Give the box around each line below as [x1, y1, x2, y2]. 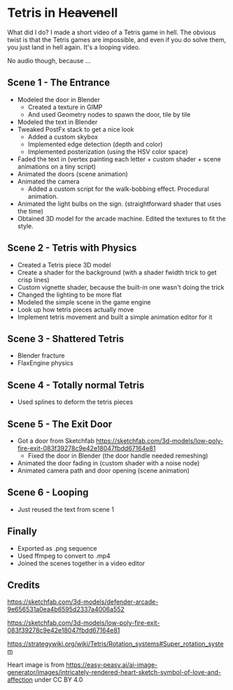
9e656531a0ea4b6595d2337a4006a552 [7, 605, 125, 614]
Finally [7, 526, 37, 537]
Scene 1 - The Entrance [7, 77, 111, 89]
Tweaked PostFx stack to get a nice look [17, 125, 134, 134]
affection [7, 675, 34, 684]
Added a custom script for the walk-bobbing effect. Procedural [27, 184, 209, 193]
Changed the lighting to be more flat [17, 290, 122, 299]
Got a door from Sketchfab [17, 437, 94, 445]
